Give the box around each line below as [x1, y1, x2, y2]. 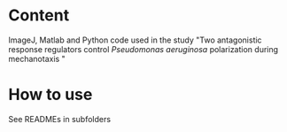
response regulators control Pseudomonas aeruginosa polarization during [8, 43, 279, 54]
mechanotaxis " [8, 53, 66, 64]
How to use [8, 85, 93, 105]
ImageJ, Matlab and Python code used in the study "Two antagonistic [8, 35, 262, 45]
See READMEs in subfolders [8, 113, 112, 124]
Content [8, 5, 70, 26]
